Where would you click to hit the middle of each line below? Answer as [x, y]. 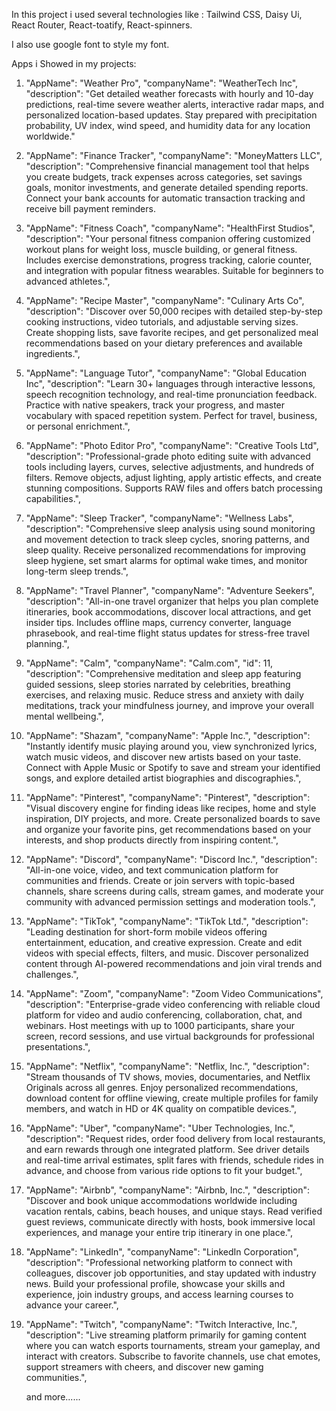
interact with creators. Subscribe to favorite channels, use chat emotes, [173, 1356]
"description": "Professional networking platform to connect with [159, 1262]
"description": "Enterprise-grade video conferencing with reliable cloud [173, 1004]
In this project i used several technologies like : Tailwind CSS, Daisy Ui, [157, 14]
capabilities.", [53, 498]
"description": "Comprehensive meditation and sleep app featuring [163, 673]
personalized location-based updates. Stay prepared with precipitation [171, 115]
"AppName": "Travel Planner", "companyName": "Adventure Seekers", [170, 590]
